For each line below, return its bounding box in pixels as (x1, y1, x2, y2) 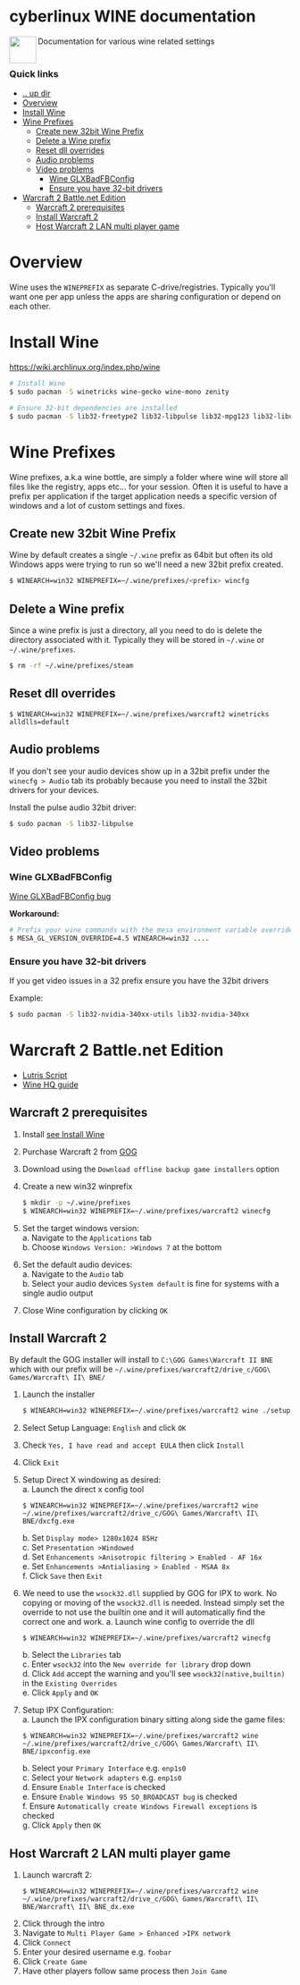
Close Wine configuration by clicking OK (21, 1305, 168, 1315)
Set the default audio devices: (21, 1259, 133, 1270)
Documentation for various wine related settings (37, 36, 215, 46)
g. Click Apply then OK (21, 1820, 102, 1830)
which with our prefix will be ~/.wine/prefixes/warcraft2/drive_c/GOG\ (9, 1364, 271, 1374)
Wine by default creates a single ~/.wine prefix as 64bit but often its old (9, 550, 273, 561)
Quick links (9, 67, 60, 80)
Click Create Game (21, 1956, 87, 1967)
